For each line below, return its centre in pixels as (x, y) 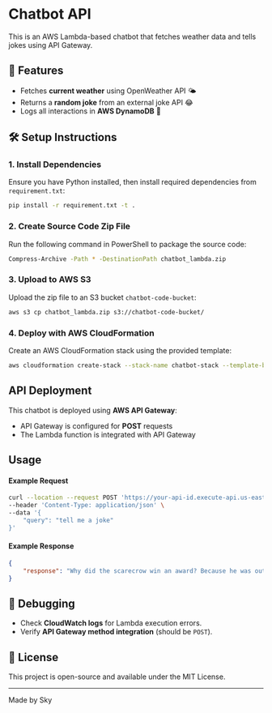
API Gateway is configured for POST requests (96, 425)
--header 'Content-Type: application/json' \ (86, 506)
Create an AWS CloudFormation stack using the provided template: (120, 350)
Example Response (41, 546)
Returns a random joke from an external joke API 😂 (106, 102)
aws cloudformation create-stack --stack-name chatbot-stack (114, 365)
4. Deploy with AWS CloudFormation (82, 333)
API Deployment (50, 391)
